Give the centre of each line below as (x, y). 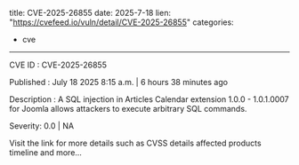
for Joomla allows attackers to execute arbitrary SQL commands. (128, 109)
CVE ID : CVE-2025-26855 (58, 65)
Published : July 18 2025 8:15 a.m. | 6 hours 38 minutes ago (119, 82)
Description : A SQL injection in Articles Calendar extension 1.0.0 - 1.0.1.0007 (149, 99)
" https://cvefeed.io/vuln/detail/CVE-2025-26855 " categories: (121, 22)
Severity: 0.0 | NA (41, 126)
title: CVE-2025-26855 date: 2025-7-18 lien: (90, 13)
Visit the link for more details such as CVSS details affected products (135, 143)
